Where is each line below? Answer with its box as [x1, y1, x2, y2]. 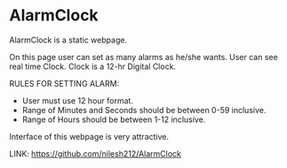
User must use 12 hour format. [21, 95, 133, 106]
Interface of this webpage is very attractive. [9, 131, 170, 141]
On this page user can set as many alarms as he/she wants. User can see [9, 51, 278, 62]
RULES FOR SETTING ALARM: [9, 78, 120, 88]
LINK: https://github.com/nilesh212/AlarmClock [9, 148, 182, 159]
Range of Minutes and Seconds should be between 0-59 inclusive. [21, 104, 267, 115]
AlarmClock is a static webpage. [9, 34, 127, 45]
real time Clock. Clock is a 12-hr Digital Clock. [9, 61, 176, 72]
